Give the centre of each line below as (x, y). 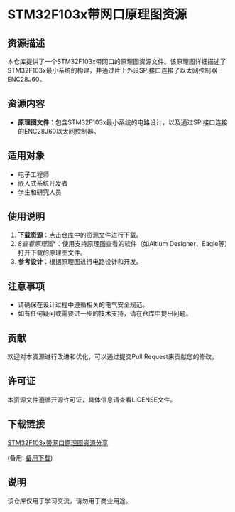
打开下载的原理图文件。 (52, 252)
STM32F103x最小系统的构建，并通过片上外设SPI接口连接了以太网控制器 (113, 70)
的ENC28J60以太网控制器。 (59, 131)
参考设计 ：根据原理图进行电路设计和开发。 (80, 262)
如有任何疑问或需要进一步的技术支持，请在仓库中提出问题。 (105, 314)
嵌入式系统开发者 (43, 183)
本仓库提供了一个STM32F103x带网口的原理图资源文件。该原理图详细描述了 (117, 62)
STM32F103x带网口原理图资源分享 (58, 442)
